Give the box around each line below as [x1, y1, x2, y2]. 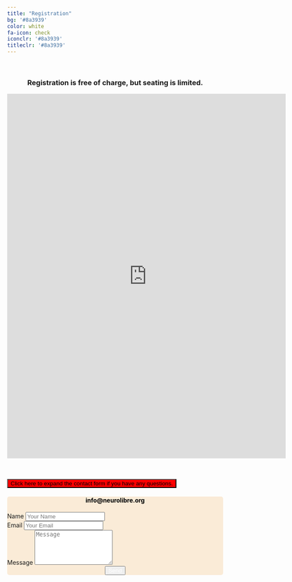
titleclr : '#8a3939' [7, 42, 66, 49]
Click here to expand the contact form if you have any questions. [10, 480, 173, 487]
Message [7, 558, 34, 566]
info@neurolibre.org [85, 496, 145, 504]
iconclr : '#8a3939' [7, 36, 63, 43]
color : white [7, 23, 45, 30]
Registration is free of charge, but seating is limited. [27, 78, 204, 87]
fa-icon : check [7, 29, 51, 36]
